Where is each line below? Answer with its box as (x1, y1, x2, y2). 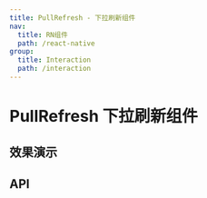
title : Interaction (17, 55, 92, 64)
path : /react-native (17, 38, 95, 48)
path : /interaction (17, 64, 92, 74)
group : (9, 47, 34, 56)
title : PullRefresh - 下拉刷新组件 (9, 13, 136, 23)
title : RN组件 (17, 30, 68, 39)
